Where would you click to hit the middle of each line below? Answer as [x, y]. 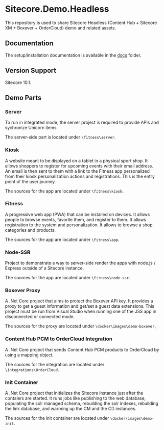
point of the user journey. [31, 181]
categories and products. [31, 230]
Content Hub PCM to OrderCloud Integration [59, 339]
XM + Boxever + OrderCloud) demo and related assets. [60, 27]
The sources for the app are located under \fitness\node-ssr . [68, 278]
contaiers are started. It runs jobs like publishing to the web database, [75, 398]
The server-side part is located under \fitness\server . [60, 137]
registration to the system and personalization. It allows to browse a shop [79, 225]
